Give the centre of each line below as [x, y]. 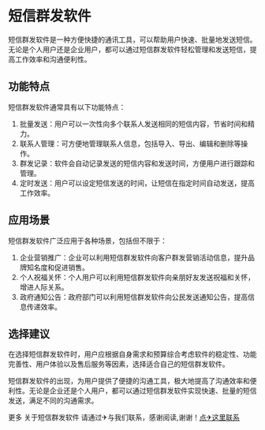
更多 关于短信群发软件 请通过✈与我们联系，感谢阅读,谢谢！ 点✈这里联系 [124, 417]
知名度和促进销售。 [58, 267]
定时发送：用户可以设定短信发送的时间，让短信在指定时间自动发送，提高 [137, 183]
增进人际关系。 [44, 287]
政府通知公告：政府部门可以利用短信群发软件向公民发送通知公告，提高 [134, 297]
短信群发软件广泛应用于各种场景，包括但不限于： [88, 241]
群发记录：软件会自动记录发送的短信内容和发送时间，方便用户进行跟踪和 [137, 163]
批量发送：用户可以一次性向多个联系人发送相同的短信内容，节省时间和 [134, 124]
